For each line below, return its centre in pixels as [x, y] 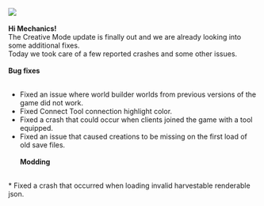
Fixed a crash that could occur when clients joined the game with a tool [136, 120]
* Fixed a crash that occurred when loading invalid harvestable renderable [130, 185]
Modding [35, 162]
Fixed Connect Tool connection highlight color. [96, 111]
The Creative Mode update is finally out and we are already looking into [125, 37]
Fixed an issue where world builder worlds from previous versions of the [138, 94]
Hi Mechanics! [33, 29]
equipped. [36, 128]
